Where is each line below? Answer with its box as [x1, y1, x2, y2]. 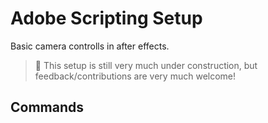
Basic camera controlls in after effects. [10, 40, 170, 52]
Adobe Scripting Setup [10, 7, 203, 30]
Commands [10, 99, 85, 116]
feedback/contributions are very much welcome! [34, 70, 237, 82]
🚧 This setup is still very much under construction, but [34, 59, 258, 71]
